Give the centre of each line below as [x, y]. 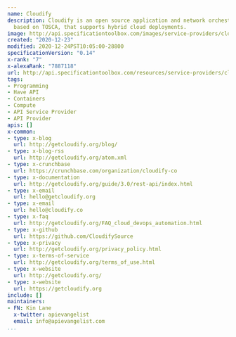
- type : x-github [33, 229]
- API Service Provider [42, 112]
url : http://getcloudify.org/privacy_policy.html [87, 249]
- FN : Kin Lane [29, 308]
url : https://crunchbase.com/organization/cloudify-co [96, 171]
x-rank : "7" [25, 60]
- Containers [26, 99]
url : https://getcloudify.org [58, 288]
